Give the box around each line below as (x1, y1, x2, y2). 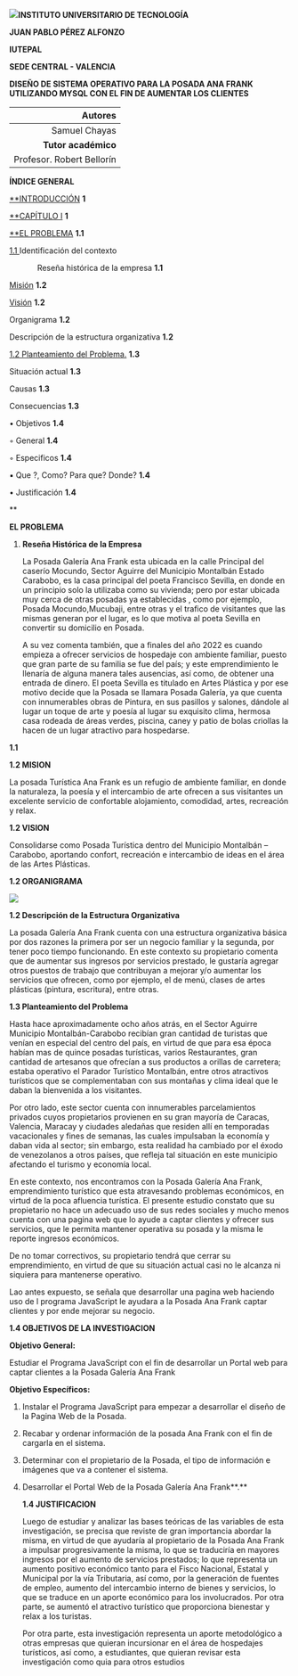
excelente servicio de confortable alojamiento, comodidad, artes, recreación (9, 796, 289, 806)
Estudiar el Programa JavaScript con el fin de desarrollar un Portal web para (9, 1358, 288, 1368)
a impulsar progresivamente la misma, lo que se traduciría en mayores (21, 1545, 280, 1555)
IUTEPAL (9, 45, 43, 54)
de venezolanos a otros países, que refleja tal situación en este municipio (9, 1150, 278, 1160)
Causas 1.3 (9, 383, 51, 394)
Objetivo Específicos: (9, 1384, 91, 1394)
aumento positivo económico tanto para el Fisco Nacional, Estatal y (21, 1564, 270, 1573)
